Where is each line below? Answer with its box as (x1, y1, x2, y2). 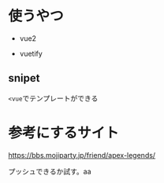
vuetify (19, 49, 43, 58)
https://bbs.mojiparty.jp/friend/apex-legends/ (8, 150, 156, 159)
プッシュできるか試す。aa (8, 167, 92, 176)
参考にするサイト (8, 123, 120, 141)
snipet (8, 71, 40, 85)
